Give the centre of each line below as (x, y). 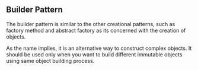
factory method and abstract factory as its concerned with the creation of (96, 30)
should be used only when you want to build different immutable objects (94, 54)
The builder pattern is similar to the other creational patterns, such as (91, 24)
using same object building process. (50, 61)
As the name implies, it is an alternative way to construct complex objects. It (99, 48)
